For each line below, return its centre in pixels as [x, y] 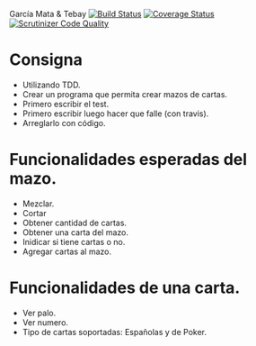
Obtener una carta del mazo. [75, 232]
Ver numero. [45, 322]
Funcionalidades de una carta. [125, 288]
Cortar [34, 213]
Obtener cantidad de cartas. [75, 223]
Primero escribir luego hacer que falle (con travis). [115, 114]
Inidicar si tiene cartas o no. [74, 241]
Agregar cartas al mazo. [67, 251]
